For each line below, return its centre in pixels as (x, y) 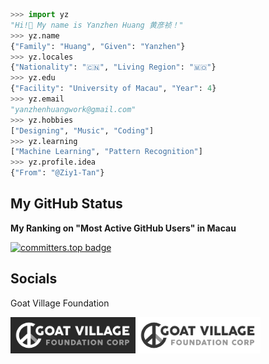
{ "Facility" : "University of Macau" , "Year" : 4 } (113, 89)
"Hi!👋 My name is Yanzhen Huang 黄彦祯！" (97, 25)
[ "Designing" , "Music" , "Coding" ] (82, 130)
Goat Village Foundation (60, 303)
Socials (34, 279)
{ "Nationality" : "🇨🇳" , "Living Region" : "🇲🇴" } (113, 67)
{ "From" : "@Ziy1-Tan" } (57, 173)
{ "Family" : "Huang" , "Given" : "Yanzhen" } (98, 46)
